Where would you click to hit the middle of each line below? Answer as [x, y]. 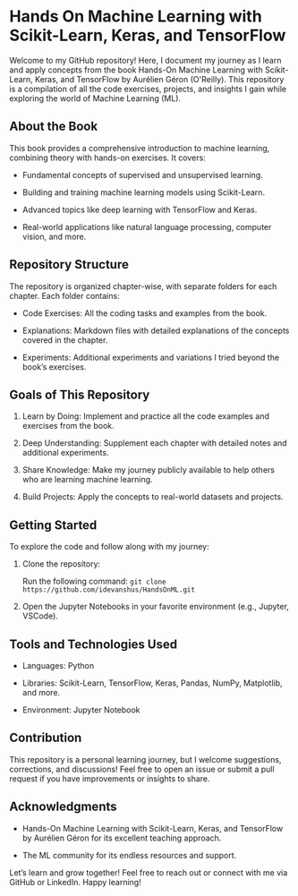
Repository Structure [69, 265]
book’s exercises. [54, 367]
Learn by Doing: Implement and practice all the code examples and [146, 416]
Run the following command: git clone [94, 581]
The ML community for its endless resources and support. [129, 855]
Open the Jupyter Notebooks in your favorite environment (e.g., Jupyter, [155, 607]
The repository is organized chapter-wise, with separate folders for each [143, 286]
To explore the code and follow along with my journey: [109, 547]
